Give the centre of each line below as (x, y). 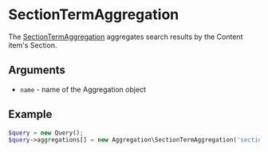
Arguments (37, 70)
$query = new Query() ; (46, 133)
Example (30, 114)
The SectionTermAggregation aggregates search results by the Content (126, 37)
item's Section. (33, 45)
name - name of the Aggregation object (83, 89)
